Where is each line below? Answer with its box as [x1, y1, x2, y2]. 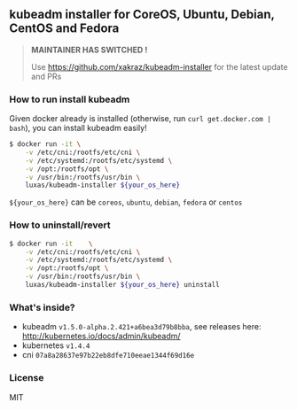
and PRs [30, 71, 62, 81]
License [9, 372, 44, 384]
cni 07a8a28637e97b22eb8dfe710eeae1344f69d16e [21, 350, 195, 360]
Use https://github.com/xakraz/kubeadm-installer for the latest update [30, 61, 288, 72]
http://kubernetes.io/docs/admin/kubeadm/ [21, 331, 181, 342]
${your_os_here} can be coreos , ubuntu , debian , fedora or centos [9, 197, 243, 207]
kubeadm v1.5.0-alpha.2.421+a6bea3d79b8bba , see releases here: [21, 321, 262, 332]
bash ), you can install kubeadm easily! [9, 123, 148, 134]
